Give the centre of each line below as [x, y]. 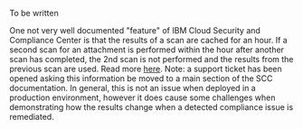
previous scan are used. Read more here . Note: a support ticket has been [146, 69]
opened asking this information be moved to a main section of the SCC [141, 78]
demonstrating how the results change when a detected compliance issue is [151, 107]
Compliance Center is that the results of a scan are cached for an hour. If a [148, 40]
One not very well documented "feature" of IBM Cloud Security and [135, 30]
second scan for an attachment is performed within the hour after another [147, 50]
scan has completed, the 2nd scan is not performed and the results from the [151, 59]
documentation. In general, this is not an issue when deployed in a [133, 88]
